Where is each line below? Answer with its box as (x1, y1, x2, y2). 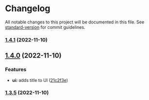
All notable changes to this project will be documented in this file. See (5, 19, 145, 25)
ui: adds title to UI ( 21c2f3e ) (12, 77, 68, 83)
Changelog (5, 3, 50, 14)
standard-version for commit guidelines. (5, 24, 85, 30)
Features (5, 66, 27, 73)
